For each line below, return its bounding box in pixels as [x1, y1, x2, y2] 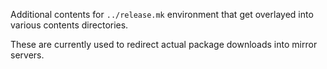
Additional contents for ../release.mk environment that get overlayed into [10, 9, 314, 20]
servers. [10, 49, 45, 61]
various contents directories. [10, 19, 129, 31]
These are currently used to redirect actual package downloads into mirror [10, 39, 318, 50]
